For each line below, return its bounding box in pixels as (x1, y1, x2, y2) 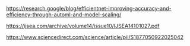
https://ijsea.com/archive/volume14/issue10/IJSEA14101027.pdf (6, 23, 160, 29)
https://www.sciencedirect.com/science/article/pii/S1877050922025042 (6, 34, 184, 40)
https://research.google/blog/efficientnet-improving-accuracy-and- (6, 5, 172, 12)
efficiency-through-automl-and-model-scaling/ (6, 11, 122, 18)
